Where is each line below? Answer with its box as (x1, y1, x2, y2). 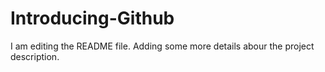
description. (10, 50, 60, 62)
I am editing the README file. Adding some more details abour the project (10, 40, 315, 52)
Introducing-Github (10, 7, 175, 30)
